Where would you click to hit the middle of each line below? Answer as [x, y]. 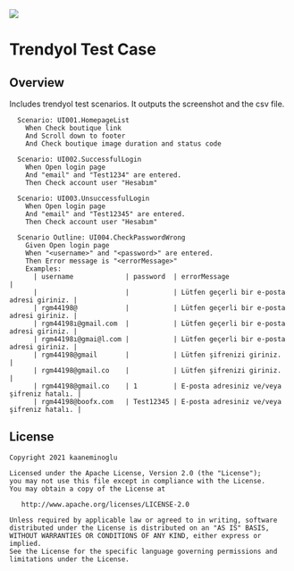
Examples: [44, 269]
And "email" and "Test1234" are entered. [103, 175]
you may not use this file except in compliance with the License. [138, 481]
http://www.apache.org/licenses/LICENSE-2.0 [105, 504]
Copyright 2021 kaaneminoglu [63, 458]
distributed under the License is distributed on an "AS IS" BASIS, [139, 528]
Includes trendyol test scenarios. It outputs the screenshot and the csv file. [147, 104]
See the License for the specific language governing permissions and [143, 551]
